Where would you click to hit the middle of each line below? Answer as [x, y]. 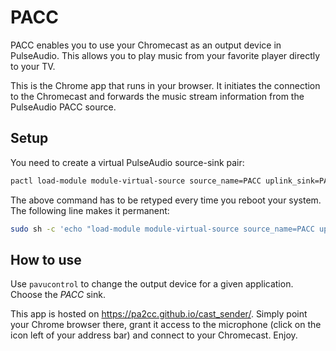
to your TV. [33, 66]
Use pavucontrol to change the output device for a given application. [152, 284]
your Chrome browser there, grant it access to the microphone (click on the [166, 325]
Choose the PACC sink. [58, 295]
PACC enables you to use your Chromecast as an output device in [146, 45]
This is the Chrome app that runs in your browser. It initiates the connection [165, 85]
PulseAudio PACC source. [63, 107]
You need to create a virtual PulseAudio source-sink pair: [127, 162]
